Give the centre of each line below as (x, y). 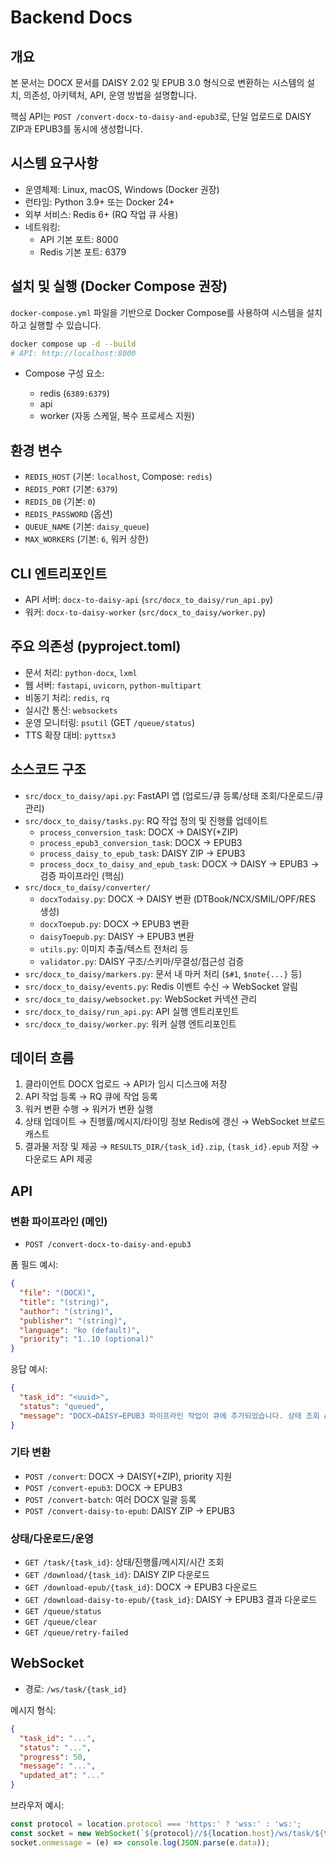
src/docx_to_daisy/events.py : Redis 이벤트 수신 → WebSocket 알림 (161, 986)
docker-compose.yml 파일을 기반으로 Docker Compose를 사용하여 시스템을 (157, 312)
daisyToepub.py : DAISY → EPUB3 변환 (117, 936)
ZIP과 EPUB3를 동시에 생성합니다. (76, 129)
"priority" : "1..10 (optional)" (87, 1339)
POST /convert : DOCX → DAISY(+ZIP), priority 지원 (128, 1476)
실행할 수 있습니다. (65, 325)
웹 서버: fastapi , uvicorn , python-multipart (113, 685)
